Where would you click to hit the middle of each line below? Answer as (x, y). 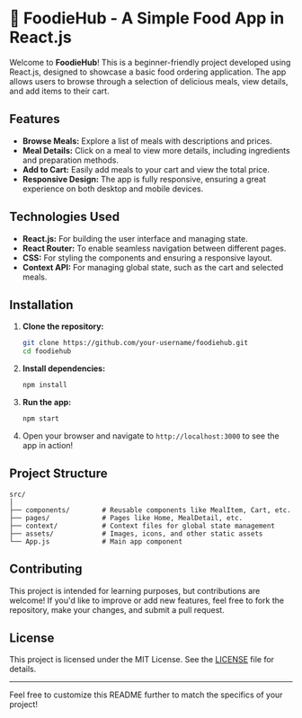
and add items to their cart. (59, 91)
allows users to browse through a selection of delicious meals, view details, (149, 81)
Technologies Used (64, 217)
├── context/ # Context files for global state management (142, 526)
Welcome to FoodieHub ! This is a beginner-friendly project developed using (150, 62)
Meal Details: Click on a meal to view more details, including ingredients (156, 150)
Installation (41, 305)
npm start (41, 419)
